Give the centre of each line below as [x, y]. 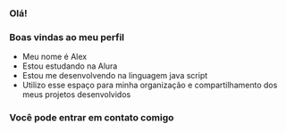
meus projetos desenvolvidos [76, 95]
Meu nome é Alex [55, 57]
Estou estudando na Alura [70, 66]
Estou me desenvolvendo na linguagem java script [115, 76]
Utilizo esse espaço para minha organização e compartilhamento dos [150, 85]
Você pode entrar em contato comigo [92, 118]
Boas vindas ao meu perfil [67, 37]
